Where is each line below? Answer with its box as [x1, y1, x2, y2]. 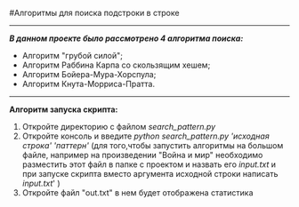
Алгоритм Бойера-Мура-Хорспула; [21, 69, 157, 79]
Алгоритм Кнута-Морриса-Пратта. [21, 79, 156, 89]
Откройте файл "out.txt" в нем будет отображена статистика [21, 187, 254, 198]
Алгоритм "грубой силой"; [21, 51, 123, 60]
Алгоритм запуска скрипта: [9, 104, 118, 115]
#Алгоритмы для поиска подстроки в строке [9, 8, 180, 18]
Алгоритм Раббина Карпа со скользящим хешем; [21, 60, 211, 70]
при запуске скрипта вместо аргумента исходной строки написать [21, 169, 279, 179]
